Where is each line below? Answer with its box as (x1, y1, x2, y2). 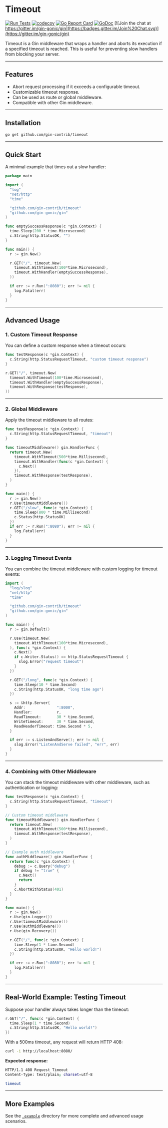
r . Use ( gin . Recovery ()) (9, 928, 57, 933)
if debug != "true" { (14, 868, 59, 873)
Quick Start (5, 150, 41, 159)
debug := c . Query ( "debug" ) (14, 864, 70, 869)
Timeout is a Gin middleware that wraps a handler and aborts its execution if (5, 40, 162, 46)
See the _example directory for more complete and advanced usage (5, 1113, 144, 1119)
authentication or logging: (5, 785, 58, 791)
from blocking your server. (5, 51, 60, 57)
